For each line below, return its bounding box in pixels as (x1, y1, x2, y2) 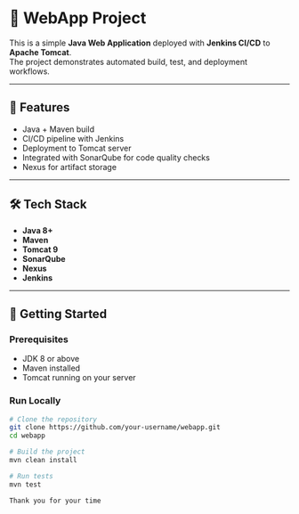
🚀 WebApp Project (9, 8, 147, 29)
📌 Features (9, 100, 70, 115)
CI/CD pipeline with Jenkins (21, 133, 125, 143)
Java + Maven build (21, 124, 95, 135)
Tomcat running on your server (21, 372, 136, 383)
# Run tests (9, 471, 53, 480)
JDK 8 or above (21, 354, 80, 364)
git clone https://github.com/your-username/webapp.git (9, 423, 221, 432)
